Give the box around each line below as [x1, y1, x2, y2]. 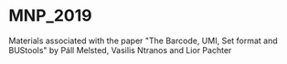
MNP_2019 [8, 5, 92, 26]
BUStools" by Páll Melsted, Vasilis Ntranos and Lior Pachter [8, 44, 232, 55]
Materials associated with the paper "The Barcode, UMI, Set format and [8, 35, 278, 46]
